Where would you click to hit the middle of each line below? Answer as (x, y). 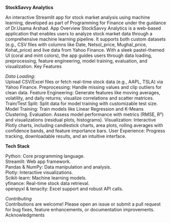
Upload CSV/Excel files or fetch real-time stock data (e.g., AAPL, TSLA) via (84, 82)
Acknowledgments (25, 215)
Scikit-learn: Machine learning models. (46, 178)
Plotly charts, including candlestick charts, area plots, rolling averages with (84, 125)
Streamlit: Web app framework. (38, 161)
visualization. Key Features (34, 66)
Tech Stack (17, 146)
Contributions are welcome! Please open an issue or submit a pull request (83, 204)
